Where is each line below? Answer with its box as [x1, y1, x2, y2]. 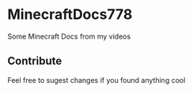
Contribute [7, 54, 62, 68]
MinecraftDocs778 [7, 6, 133, 24]
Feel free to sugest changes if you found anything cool [7, 75, 186, 84]
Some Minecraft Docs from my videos [7, 32, 131, 41]
